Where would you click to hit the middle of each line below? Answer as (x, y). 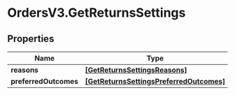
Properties (31, 39)
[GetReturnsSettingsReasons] (136, 70)
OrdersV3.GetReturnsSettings (97, 13)
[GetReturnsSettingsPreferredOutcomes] (155, 81)
